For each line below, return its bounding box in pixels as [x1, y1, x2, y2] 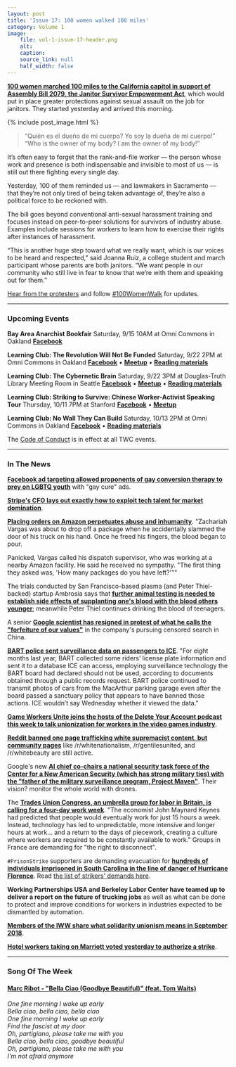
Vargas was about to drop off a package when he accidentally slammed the [7, 525, 226, 533]
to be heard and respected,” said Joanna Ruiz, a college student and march [7, 253, 225, 262]
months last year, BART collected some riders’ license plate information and [7, 654, 227, 663]
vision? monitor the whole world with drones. [7, 785, 138, 793]
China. [7, 633, 27, 641]
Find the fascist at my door [7, 1022, 86, 1030]
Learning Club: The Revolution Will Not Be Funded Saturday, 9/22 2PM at [7, 350, 223, 359]
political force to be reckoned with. [7, 196, 108, 205]
